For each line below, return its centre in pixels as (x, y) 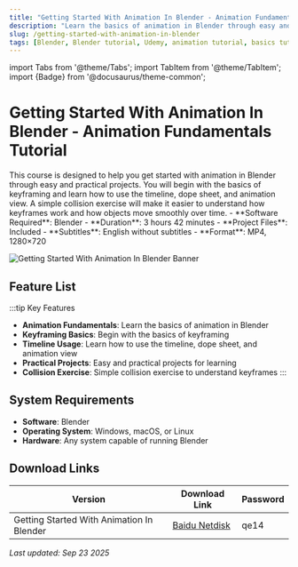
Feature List (43, 287)
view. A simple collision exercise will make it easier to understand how (137, 204)
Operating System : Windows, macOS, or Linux (108, 431)
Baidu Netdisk (201, 525)
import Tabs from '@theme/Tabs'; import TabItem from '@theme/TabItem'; (145, 68)
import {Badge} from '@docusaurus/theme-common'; (108, 77)
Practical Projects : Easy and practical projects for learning (129, 363)
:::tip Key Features (42, 308)
